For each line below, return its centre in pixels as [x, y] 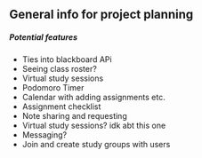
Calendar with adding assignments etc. [94, 98]
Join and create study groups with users [96, 145]
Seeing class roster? [60, 69]
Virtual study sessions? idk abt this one [94, 126]
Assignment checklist [61, 107]
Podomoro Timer [53, 88]
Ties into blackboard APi [67, 59]
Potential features [44, 37]
